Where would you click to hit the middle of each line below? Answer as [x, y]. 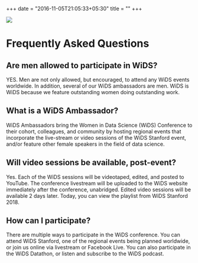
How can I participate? [48, 221]
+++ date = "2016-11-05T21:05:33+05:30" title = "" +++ [74, 9]
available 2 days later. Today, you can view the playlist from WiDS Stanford [97, 195]
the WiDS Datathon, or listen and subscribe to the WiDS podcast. [85, 254]
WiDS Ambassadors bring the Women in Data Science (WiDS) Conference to [99, 125]
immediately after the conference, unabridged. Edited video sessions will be [98, 190]
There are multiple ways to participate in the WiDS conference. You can [93, 235]
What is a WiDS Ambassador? [62, 111]
